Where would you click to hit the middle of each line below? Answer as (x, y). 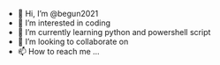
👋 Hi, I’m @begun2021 (58, 14)
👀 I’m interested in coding (64, 23)
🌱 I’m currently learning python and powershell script (114, 32)
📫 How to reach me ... (58, 51)
